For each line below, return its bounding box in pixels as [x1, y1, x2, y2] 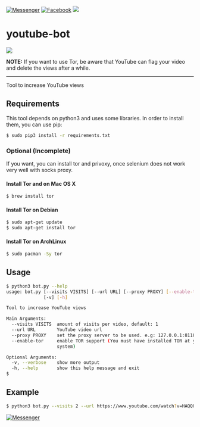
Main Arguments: [6, 316, 46, 322]
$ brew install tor [6, 194, 55, 200]
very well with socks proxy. [6, 166, 73, 173]
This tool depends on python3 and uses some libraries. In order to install [6, 114, 184, 121]
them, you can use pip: [6, 121, 62, 128]
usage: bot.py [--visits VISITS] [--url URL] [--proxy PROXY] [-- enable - [6, 289, 193, 295]
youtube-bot [6, 27, 70, 41]
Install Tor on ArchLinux [6, 238, 67, 245]
